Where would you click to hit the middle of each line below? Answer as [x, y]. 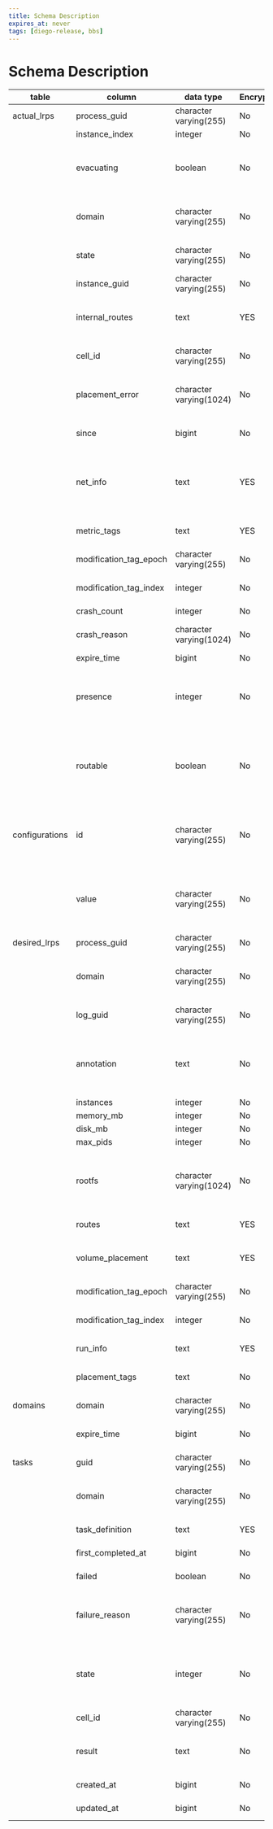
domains [29, 1406]
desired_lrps [36, 943]
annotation [96, 1064]
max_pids [94, 1142]
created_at [96, 1785]
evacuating [97, 168]
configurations [40, 835]
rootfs [87, 1181]
